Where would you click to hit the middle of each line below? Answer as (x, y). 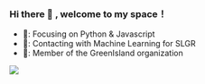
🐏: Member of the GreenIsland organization (102, 53)
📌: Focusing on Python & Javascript (89, 34)
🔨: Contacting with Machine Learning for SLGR (109, 44)
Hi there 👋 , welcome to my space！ (88, 13)
